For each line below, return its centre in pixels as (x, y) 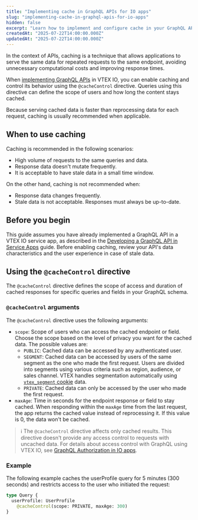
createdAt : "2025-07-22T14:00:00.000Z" (55, 34)
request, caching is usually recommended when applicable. (78, 116)
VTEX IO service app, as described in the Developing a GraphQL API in (92, 241)
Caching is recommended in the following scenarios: (70, 148)
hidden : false (24, 22)
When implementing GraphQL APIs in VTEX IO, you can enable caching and (98, 80)
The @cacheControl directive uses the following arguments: (77, 320)
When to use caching (46, 135)
